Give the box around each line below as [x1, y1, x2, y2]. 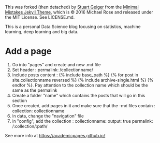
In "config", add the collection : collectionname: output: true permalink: [12, 118, 153, 124]
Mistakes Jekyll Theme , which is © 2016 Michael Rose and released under [5, 9, 154, 15]
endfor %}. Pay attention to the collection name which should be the [12, 82, 148, 88]
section [12, 98, 27, 103]
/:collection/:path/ [12, 123, 48, 129]
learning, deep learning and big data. [5, 29, 79, 34]
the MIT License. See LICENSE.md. [5, 14, 75, 20]
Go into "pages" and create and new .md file [12, 61, 101, 67]
